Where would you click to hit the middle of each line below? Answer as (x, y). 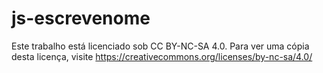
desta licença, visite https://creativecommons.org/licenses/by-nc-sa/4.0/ (162, 56)
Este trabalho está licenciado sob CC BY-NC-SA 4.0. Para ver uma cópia (160, 46)
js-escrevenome (81, 18)
